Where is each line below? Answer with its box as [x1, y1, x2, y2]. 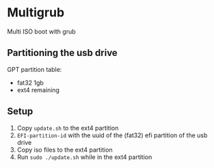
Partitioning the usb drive [7, 47, 118, 59]
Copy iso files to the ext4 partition [16, 145, 113, 154]
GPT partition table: [7, 65, 62, 73]
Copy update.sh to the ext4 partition [16, 124, 119, 132]
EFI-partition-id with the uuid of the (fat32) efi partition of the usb [16, 131, 208, 139]
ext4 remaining [16, 85, 60, 94]
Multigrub [7, 5, 65, 20]
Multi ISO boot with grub [7, 27, 77, 36]
